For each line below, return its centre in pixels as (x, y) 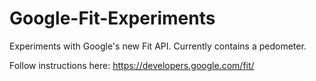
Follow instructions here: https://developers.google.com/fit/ (132, 65)
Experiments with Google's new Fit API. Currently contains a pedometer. (158, 46)
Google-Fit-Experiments (112, 18)
